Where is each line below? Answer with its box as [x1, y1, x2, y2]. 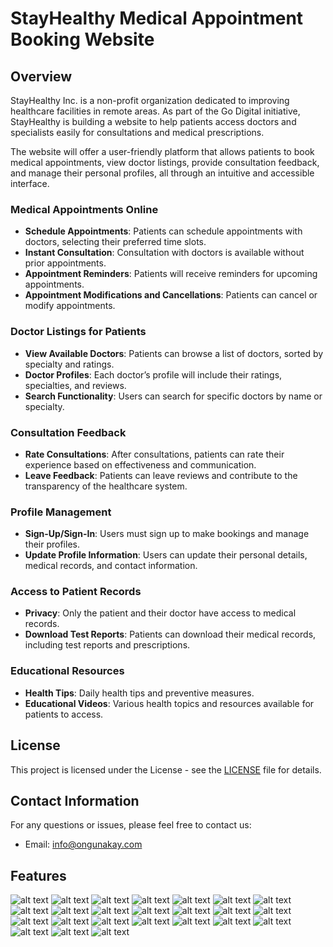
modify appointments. [24, 300, 116, 312]
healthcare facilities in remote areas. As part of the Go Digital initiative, [10, 105, 301, 117]
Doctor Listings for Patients [10, 325, 147, 339]
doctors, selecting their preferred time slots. [24, 236, 207, 248]
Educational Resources [10, 664, 125, 678]
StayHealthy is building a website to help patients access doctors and [10, 116, 297, 127]
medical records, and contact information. [24, 560, 198, 572]
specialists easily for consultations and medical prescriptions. [10, 127, 265, 138]
